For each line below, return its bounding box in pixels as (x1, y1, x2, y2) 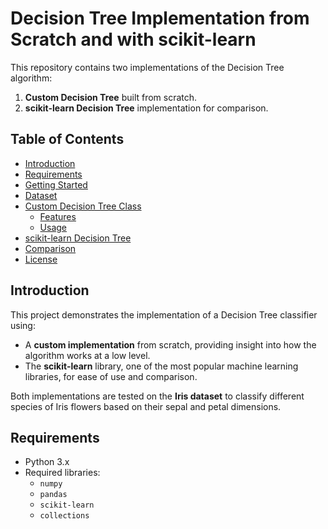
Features (39, 210, 77, 222)
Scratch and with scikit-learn (10, 28, 257, 51)
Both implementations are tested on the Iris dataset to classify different (10, 390, 305, 402)
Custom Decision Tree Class (24, 200, 142, 212)
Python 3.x (24, 456, 70, 468)
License (24, 253, 58, 265)
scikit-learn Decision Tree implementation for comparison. (24, 102, 269, 114)
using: (10, 319, 36, 331)
